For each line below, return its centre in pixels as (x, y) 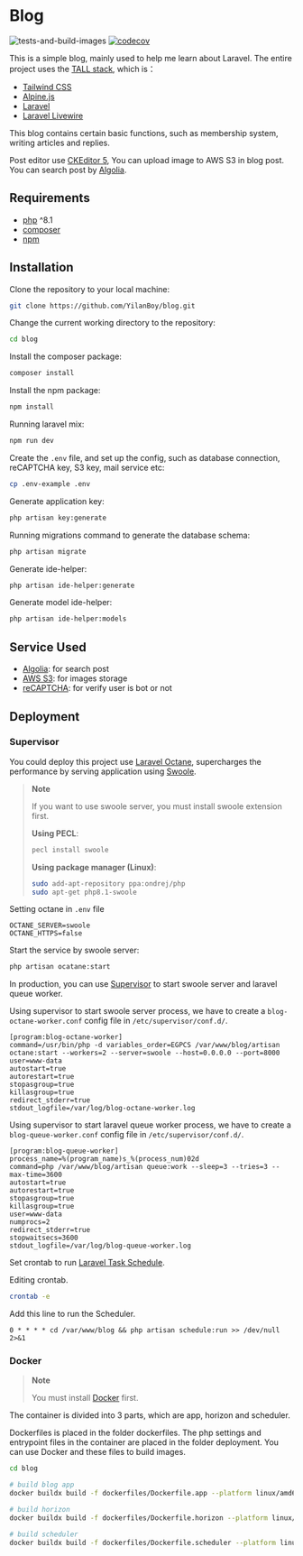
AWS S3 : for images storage (75, 678)
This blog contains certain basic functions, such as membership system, (144, 133)
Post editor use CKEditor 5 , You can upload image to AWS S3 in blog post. (147, 160)
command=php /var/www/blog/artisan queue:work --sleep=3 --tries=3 (139, 1167)
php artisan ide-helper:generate (72, 585)
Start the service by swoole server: (74, 950)
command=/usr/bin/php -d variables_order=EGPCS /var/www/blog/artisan (145, 1045)
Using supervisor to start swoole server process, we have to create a (138, 1011)
